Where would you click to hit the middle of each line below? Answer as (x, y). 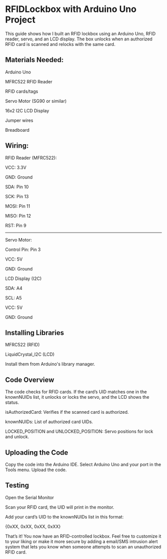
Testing (17, 485)
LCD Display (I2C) (23, 279)
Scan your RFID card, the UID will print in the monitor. (60, 507)
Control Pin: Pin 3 (23, 249)
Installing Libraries (35, 333)
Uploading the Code (37, 452)
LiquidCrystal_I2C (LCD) (30, 354)
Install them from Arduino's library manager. (50, 364)
